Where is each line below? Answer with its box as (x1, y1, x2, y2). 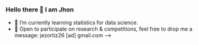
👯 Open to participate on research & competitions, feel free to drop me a (14, 25, 193, 32)
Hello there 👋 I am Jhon (5, 5, 74, 14)
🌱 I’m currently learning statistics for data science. (14, 19, 139, 26)
